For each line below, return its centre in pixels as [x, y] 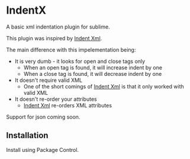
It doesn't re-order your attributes [56, 99]
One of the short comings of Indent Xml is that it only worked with [104, 86]
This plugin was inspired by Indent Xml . [54, 38]
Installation [27, 136]
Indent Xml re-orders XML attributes [68, 105]
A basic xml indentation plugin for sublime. [58, 27]
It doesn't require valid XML [49, 80]
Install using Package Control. [42, 150]
